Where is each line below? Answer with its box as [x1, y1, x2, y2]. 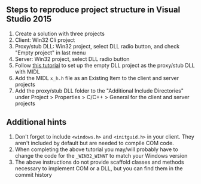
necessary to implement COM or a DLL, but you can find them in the [14, 164, 183, 172]
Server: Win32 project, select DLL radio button [14, 55, 130, 62]
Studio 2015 [6, 14, 52, 24]
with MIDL [14, 68, 40, 75]
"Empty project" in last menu [14, 49, 86, 56]
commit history [14, 171, 52, 178]
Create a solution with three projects [14, 30, 105, 37]
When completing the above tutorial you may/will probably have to [14, 146, 178, 153]
